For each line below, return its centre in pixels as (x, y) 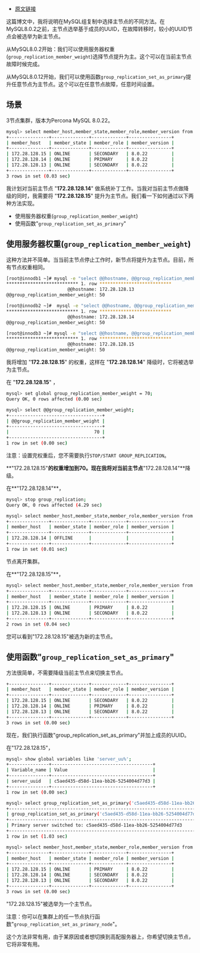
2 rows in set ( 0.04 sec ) (38, 624)
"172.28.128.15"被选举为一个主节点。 (51, 903)
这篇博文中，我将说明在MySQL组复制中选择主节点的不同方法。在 (86, 22)
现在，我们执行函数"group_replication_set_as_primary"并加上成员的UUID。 (98, 735)
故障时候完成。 (24, 64)
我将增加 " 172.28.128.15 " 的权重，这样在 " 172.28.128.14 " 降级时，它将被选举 (100, 362)
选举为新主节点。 (43, 36)
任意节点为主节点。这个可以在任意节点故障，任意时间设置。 (84, 84)
